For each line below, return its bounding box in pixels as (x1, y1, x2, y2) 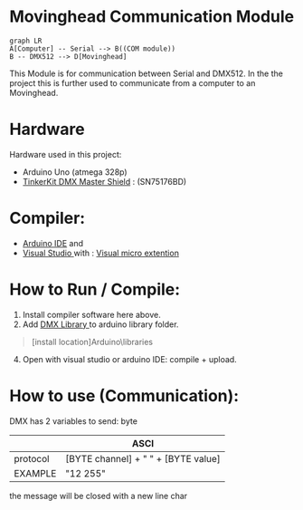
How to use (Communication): (9, 385, 240, 406)
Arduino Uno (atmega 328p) (22, 166, 128, 178)
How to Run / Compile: (9, 279, 181, 300)
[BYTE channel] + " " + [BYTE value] (64, 452, 222, 465)
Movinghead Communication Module (9, 6, 295, 27)
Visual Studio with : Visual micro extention (22, 247, 179, 258)
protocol (14, 452, 50, 465)
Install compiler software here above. (22, 309, 161, 320)
